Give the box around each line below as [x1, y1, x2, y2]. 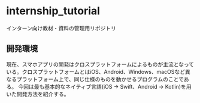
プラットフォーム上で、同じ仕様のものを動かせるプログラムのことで [16, 76, 184, 83]
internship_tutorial [6, 4, 101, 18]
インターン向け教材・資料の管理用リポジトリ [6, 24, 117, 32]
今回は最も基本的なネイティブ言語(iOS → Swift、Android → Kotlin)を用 [17, 83, 192, 90]
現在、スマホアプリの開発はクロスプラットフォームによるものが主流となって [6, 61, 195, 68]
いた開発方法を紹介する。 [6, 90, 69, 98]
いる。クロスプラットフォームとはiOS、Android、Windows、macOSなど [6, 68, 186, 75]
